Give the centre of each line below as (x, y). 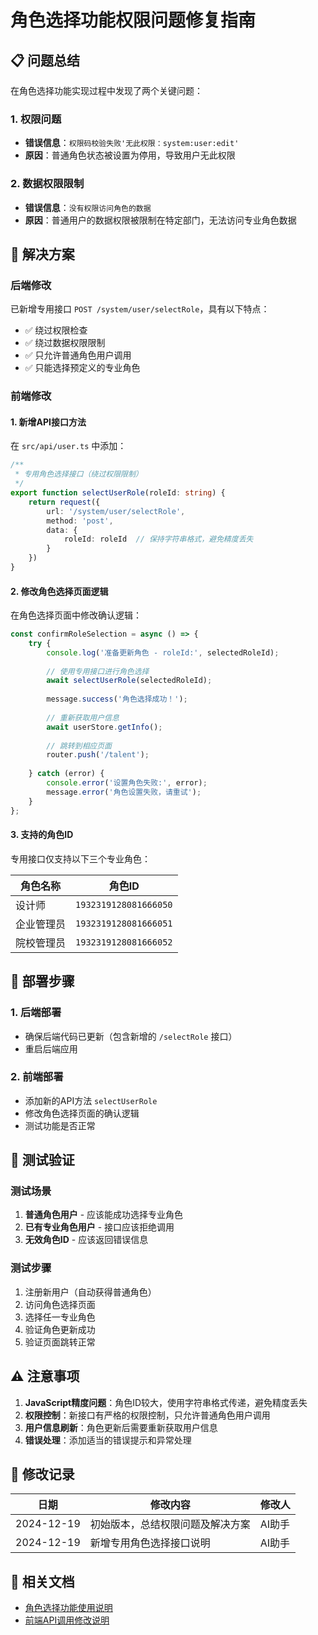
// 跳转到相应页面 (79, 746)
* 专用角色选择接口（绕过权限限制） (78, 474)
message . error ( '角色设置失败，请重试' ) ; (124, 792)
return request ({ (64, 502)
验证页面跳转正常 (60, 1342)
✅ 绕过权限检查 (56, 330)
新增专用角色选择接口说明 (150, 1543)
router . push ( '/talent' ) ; (98, 755)
